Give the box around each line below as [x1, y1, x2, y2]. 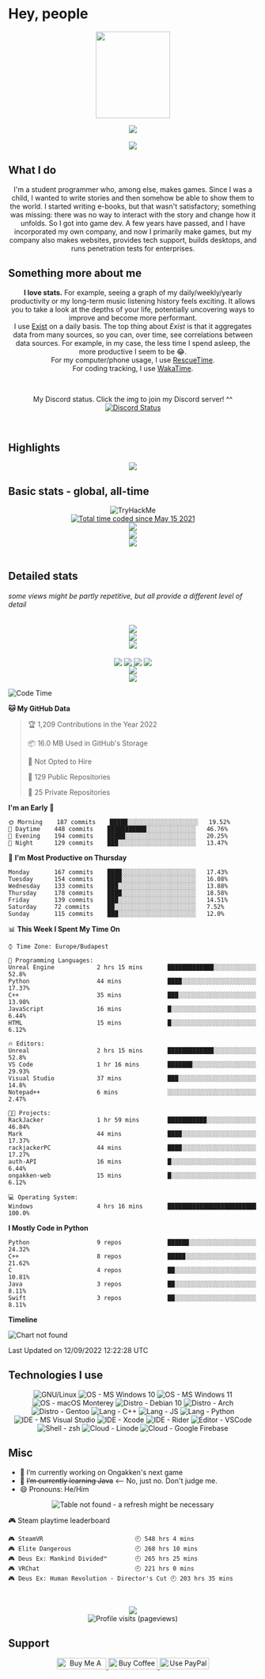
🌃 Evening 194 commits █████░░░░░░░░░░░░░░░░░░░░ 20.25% [8, 832, 228, 840]
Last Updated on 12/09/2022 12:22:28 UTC [8, 1345, 149, 1355]
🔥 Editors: [8, 1040, 45, 1048]
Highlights [8, 441, 61, 454]
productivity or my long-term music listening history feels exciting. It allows [10, 296, 256, 305]
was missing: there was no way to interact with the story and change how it [10, 209, 256, 219]
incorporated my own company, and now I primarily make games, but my [14, 227, 252, 236]
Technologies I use [8, 1369, 104, 1382]
